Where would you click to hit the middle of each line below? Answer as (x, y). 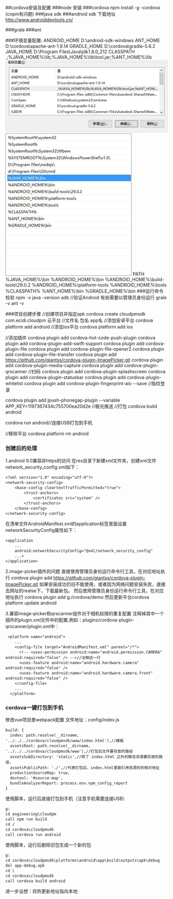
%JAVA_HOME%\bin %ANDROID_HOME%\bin (55, 280)
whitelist (14, 384)
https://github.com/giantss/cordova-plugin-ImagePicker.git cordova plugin (84, 360)
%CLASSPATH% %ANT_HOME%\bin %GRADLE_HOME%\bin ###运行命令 (84, 291)
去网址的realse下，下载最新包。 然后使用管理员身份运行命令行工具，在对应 (85, 591)
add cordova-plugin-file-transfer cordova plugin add (61, 355)
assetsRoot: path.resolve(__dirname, (50, 746)
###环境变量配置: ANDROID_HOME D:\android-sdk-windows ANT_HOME (83, 40)
